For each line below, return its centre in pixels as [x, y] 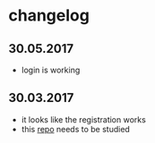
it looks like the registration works [84, 119]
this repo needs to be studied [76, 129]
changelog [49, 16]
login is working [51, 70]
